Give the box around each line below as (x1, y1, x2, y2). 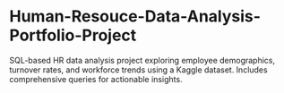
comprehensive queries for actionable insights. (9, 73, 183, 84)
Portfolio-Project (9, 25, 137, 46)
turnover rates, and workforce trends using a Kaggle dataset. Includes (9, 64, 268, 75)
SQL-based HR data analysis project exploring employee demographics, (9, 55, 276, 65)
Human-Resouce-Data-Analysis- (9, 6, 262, 27)
